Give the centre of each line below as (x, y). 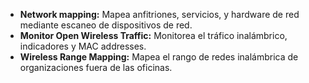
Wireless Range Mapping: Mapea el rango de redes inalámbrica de (159, 57)
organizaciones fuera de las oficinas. (96, 67)
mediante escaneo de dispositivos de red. (106, 25)
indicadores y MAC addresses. (83, 46)
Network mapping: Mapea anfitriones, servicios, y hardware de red (159, 14)
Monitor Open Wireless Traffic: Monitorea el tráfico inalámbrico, (153, 35)
